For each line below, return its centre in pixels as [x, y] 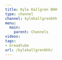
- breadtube [17, 45]
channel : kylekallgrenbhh [31, 18]
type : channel [19, 14]
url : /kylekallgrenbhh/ [29, 50]
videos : [13, 37]
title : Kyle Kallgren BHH [31, 9]
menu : [10, 23]
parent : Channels [31, 32]
